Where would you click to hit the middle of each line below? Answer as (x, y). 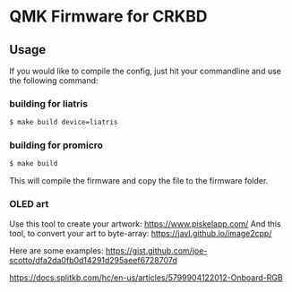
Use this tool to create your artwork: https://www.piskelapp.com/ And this (145, 223)
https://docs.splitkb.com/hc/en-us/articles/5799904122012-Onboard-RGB (146, 277)
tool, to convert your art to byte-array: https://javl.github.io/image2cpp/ (141, 233)
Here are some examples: (57, 250)
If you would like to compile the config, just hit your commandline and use (146, 71)
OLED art (29, 204)
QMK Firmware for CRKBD (108, 17)
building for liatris (48, 103)
